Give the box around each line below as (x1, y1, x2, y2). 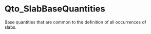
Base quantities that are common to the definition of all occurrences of (4, 19, 147, 25)
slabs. (4, 24, 17, 30)
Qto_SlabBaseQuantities (4, 3, 106, 14)
